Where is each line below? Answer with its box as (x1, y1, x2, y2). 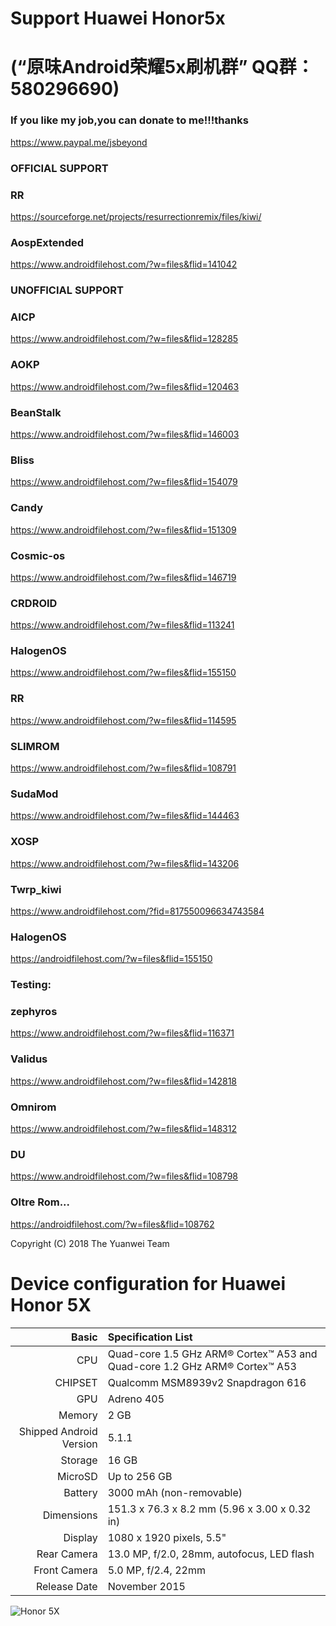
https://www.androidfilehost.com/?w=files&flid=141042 (10, 258, 238, 271)
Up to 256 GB (107, 1469, 173, 1483)
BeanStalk (10, 405, 62, 419)
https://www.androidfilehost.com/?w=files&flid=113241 (10, 619, 235, 631)
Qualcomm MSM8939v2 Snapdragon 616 (107, 1375, 307, 1389)
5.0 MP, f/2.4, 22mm (107, 1563, 206, 1577)
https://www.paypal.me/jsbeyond (10, 136, 148, 148)
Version (61, 1437, 98, 1451)
